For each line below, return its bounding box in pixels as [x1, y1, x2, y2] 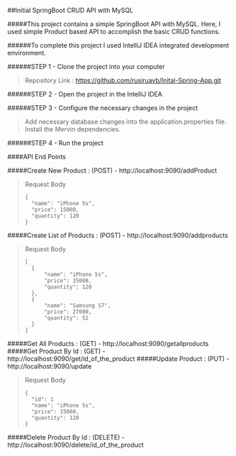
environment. [7, 49, 46, 57]
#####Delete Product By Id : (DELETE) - [7, 433, 125, 441]
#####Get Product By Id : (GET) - [7, 347, 106, 355]
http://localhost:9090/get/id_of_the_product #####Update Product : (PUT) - [7, 354, 230, 363]
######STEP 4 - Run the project [7, 139, 104, 147]
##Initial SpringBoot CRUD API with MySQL [7, 6, 133, 14]
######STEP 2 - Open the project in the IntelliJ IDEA [7, 90, 163, 98]
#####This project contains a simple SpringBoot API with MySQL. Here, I [7, 20, 221, 28]
